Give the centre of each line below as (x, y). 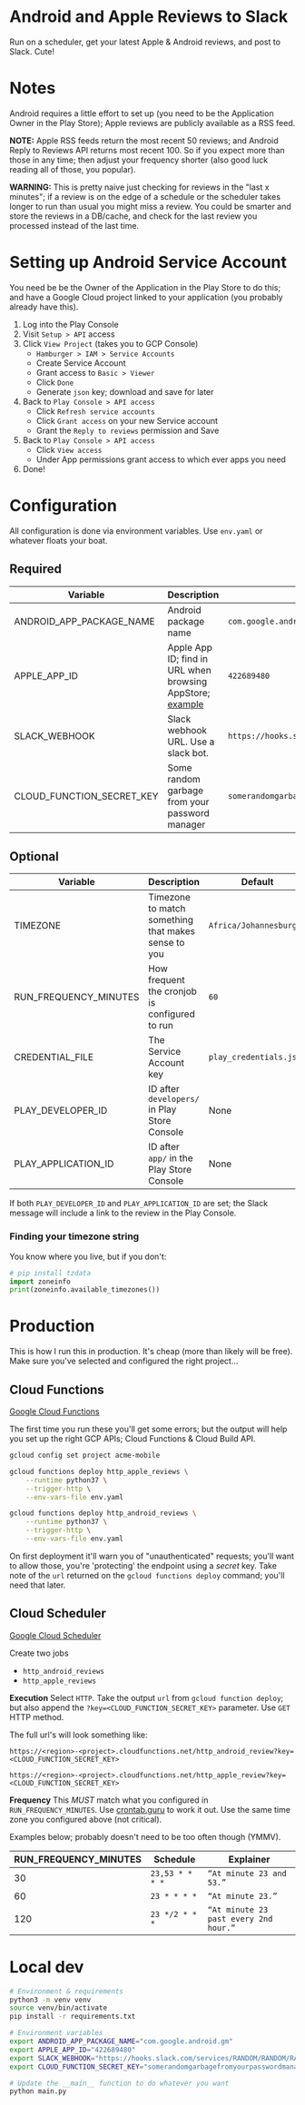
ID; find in (188, 658)
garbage (186, 790)
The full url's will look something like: (79, 1735)
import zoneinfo (40, 1282)
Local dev (47, 1967)
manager (187, 824)
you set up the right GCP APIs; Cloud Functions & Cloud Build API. (133, 1439)
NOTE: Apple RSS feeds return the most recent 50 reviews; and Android (144, 140)
